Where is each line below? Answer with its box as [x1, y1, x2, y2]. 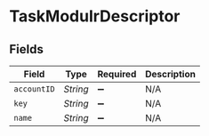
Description [145, 68, 196, 80]
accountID [13, 84, 55, 94]
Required [97, 68, 137, 80]
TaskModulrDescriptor [9, 6, 181, 27]
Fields [9, 42, 44, 57]
